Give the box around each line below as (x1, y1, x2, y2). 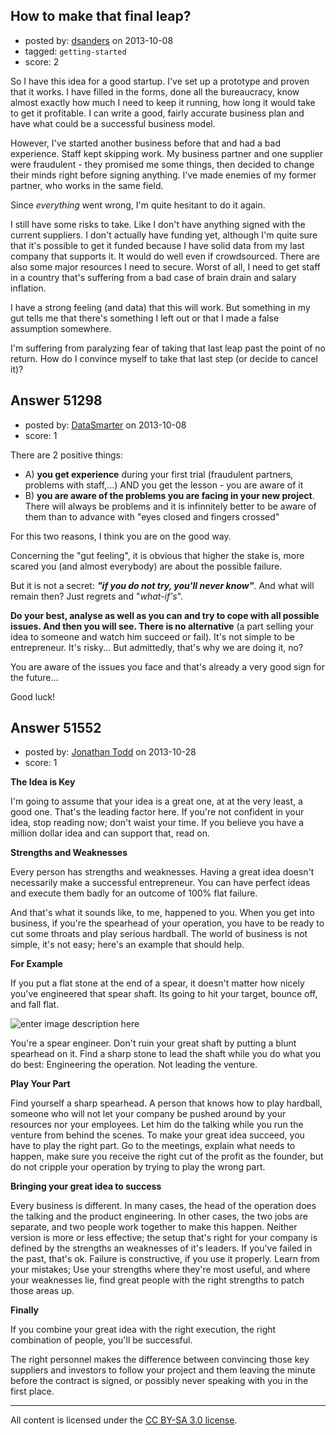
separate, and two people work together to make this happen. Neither (10, 1221, 298, 1233)
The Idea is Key (10, 776, 76, 788)
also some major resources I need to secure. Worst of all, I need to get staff (10, 260, 321, 273)
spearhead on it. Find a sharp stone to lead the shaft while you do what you (10, 1048, 322, 1060)
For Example (10, 958, 63, 970)
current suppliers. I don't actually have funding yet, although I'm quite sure (10, 229, 318, 241)
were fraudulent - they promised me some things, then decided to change (10, 158, 315, 170)
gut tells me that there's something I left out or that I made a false (10, 312, 280, 324)
